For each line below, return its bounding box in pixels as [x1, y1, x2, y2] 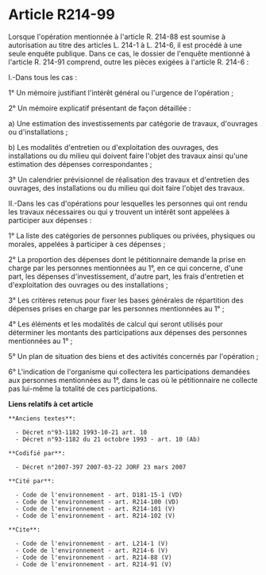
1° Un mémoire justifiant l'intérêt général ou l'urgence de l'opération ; [8, 87, 234, 97]
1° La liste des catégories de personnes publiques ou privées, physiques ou [8, 230, 256, 240]
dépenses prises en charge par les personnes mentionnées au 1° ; [8, 303, 225, 313]
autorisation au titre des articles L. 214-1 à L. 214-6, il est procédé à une [8, 40, 242, 49]
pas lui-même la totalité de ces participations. [8, 384, 158, 393]
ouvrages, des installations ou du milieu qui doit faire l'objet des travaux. [8, 183, 245, 192]
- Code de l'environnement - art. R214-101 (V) [15, 504, 176, 513]
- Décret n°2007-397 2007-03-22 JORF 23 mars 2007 [15, 463, 187, 471]
